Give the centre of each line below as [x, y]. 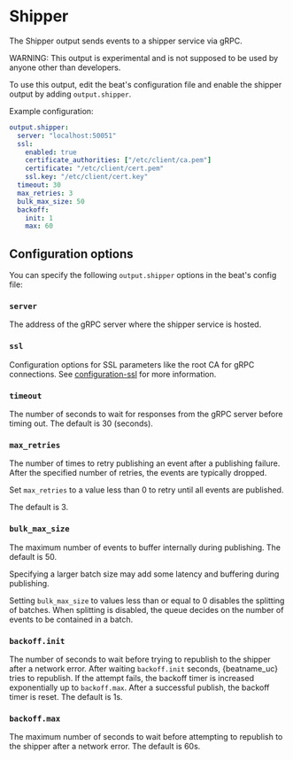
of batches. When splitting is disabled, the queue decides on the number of [146, 609]
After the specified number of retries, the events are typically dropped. [138, 473]
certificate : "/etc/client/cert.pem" [95, 169]
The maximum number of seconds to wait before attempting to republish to [146, 737]
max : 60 [39, 226]
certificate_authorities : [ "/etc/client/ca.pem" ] [119, 160]
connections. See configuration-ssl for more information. [113, 374]
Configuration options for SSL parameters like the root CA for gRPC [132, 364]
